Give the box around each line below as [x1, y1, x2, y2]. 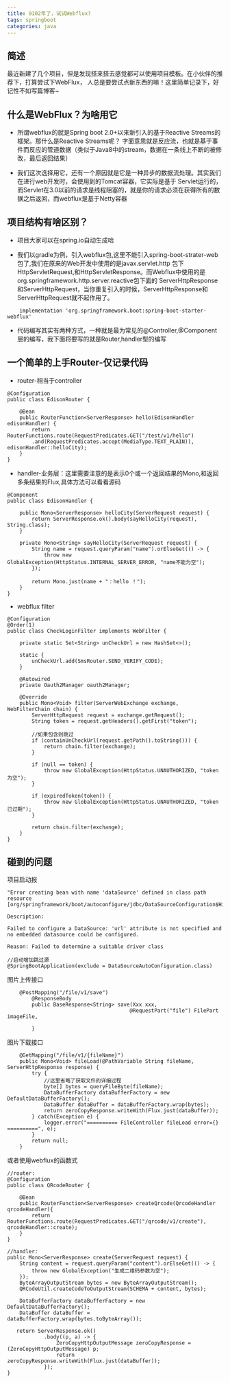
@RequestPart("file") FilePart [129, 1007, 219, 1014]
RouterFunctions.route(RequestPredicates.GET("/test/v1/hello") [7, 432, 194, 439]
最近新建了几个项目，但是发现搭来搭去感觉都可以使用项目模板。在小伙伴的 [7, 69, 217, 78]
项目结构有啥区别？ [7, 216, 88, 228]
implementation [19, 307, 63, 314]
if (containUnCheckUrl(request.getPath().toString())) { [31, 737, 197, 744]
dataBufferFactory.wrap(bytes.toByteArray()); [7, 1316, 142, 1323]
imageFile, [7, 1013, 38, 1020]
